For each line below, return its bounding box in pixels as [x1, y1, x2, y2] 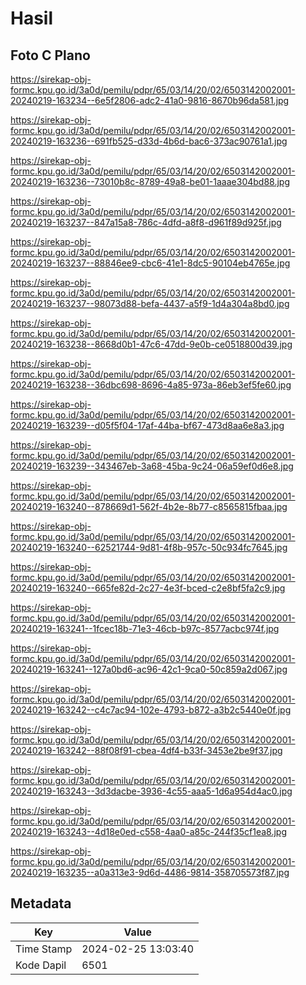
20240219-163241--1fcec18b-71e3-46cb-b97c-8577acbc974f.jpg [10, 623, 280, 634]
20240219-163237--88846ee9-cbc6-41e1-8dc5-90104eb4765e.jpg [10, 257, 291, 269]
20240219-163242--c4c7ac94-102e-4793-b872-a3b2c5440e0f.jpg [10, 704, 292, 716]
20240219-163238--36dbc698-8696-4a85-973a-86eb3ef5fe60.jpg [10, 379, 292, 391]
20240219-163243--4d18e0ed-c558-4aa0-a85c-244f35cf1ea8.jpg [10, 826, 288, 837]
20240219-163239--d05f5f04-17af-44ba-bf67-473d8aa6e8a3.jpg [10, 420, 285, 431]
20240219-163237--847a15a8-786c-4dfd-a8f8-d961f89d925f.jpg [10, 217, 282, 228]
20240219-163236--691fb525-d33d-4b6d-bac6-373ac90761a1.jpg [10, 135, 288, 147]
